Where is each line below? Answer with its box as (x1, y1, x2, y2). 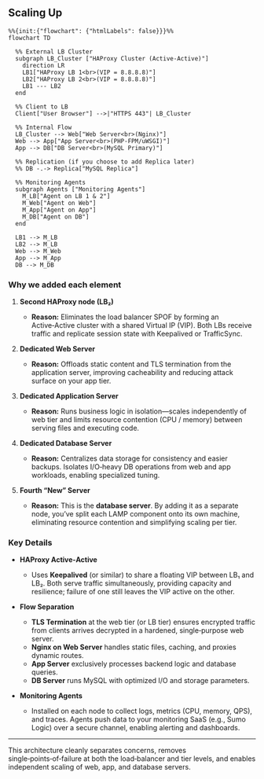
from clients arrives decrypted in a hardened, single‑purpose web (31, 626, 244, 635)
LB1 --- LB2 (22, 82, 61, 90)
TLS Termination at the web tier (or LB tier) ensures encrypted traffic (31, 617, 255, 627)
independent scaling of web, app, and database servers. (8, 762, 191, 772)
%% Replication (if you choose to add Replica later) (15, 157, 195, 166)
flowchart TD (8, 34, 51, 42)
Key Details (8, 538, 53, 549)
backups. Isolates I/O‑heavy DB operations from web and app (31, 462, 231, 472)
